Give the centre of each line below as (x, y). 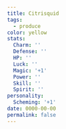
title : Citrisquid (33, 13)
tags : (15, 20)
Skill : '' (27, 83)
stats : (16, 39)
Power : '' (27, 77)
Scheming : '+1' (35, 102)
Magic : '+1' (30, 70)
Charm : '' (27, 45)
